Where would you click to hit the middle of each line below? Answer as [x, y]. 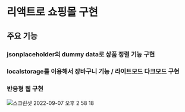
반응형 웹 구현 [25, 89]
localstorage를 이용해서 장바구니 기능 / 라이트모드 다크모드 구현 [93, 72]
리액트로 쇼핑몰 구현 [53, 12]
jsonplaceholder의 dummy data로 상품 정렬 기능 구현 [81, 54]
